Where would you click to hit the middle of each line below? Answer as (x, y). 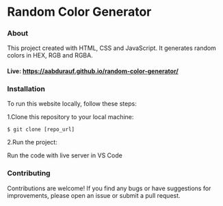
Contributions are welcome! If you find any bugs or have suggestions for (109, 188)
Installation (26, 89)
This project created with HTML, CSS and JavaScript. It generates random (112, 48)
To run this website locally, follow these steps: (72, 104)
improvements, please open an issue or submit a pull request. (94, 195)
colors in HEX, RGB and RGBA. (50, 55)
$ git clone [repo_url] (41, 130)
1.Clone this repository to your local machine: (70, 117)
